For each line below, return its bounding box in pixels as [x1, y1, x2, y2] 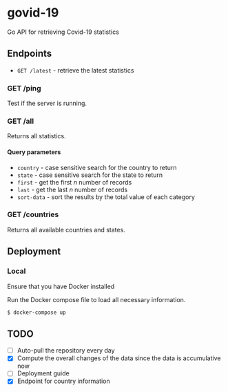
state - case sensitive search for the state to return [17, 171, 163, 179]
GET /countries [7, 209, 59, 219]
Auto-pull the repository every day [17, 346, 115, 355]
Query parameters [7, 147, 61, 156]
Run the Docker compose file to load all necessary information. [7, 295, 186, 304]
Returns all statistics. [7, 132, 67, 140]
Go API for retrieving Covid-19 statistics [7, 28, 119, 36]
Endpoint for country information [17, 377, 110, 385]
